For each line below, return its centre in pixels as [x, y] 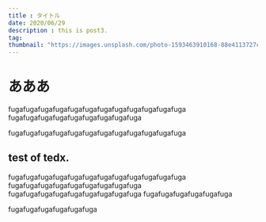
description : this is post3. [58, 30]
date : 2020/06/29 [37, 23]
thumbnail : [26, 45]
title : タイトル [34, 15]
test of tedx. [39, 158]
